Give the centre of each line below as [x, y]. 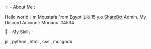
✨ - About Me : [20, 7]
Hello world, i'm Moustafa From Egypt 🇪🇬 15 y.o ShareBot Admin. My [75, 17]
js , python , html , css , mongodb [39, 41]
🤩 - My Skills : [19, 32]
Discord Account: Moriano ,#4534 [40, 22]
